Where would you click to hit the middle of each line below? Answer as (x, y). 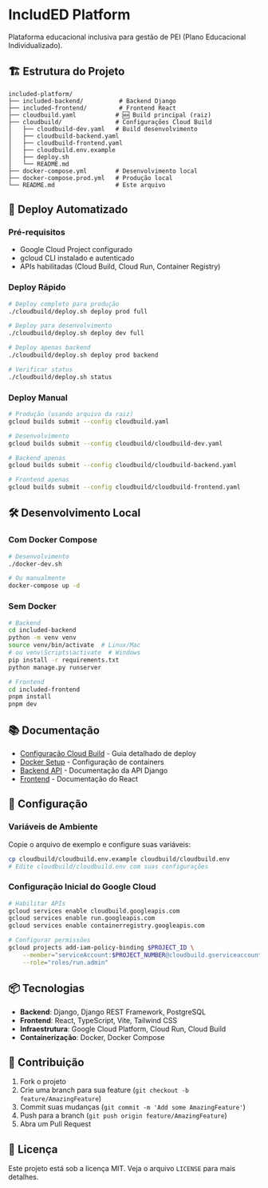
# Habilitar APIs (37, 903)
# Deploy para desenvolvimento (60, 326)
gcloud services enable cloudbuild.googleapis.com (94, 911)
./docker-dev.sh (35, 564)
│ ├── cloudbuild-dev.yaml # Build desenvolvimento (103, 129)
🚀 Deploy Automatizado (68, 210)
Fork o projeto (43, 1082)
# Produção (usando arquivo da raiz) (71, 414)
